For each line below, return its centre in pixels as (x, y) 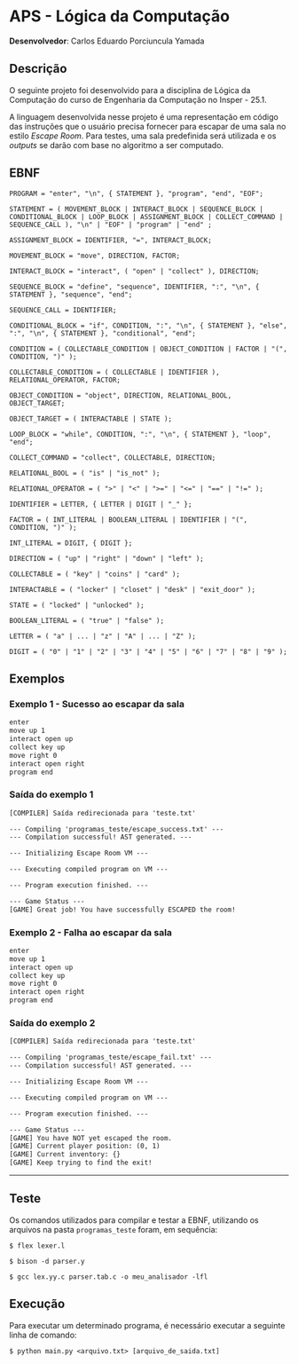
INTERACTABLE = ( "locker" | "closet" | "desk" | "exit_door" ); (132, 589)
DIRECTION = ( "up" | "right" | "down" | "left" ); (106, 558)
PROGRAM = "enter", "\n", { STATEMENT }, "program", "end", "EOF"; (137, 193)
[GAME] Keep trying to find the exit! (81, 1163)
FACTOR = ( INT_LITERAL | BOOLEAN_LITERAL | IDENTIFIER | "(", (129, 520)
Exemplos (37, 678)
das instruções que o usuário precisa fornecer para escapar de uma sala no (148, 126)
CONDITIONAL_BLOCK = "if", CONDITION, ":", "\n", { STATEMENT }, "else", (149, 326)
